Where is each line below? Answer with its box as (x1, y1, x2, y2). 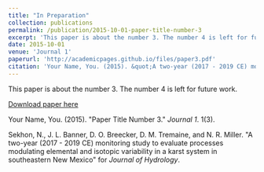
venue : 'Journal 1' (8, 48, 72, 56)
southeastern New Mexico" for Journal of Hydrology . (8, 155, 181, 164)
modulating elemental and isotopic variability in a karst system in (8, 146, 218, 156)
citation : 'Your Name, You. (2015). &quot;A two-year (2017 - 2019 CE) (8, 63, 247, 71)
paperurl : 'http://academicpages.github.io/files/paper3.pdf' (8, 56, 216, 64)
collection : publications (8, 19, 93, 27)
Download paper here (8, 99, 79, 108)
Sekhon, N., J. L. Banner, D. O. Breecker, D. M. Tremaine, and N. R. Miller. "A (8, 130, 253, 139)
